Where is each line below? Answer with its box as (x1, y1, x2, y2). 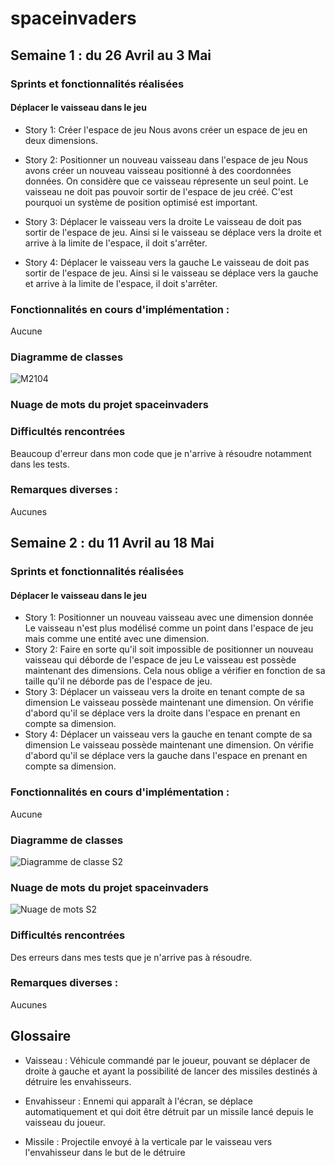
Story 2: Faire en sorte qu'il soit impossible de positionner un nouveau (24, 643, 314, 656)
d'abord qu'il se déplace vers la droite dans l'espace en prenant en (24, 707, 301, 719)
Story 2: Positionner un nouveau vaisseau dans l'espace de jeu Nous (24, 153, 309, 166)
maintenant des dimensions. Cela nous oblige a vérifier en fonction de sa (24, 665, 326, 677)
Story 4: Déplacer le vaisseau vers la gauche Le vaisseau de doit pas (24, 256, 310, 268)
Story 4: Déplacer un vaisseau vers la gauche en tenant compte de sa (24, 728, 313, 741)
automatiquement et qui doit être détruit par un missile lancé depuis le (24, 1105, 314, 1117)
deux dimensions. (24, 134, 98, 146)
